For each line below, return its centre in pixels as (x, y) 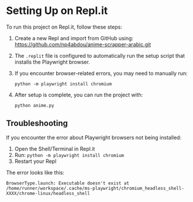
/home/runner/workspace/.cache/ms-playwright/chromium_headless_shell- (95, 188)
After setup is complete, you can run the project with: (79, 95)
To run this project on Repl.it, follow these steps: (64, 27)
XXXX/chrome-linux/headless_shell (48, 193)
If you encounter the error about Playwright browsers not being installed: (94, 137)
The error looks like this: (35, 172)
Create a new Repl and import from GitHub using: (74, 38)
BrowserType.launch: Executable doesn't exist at (68, 183)
